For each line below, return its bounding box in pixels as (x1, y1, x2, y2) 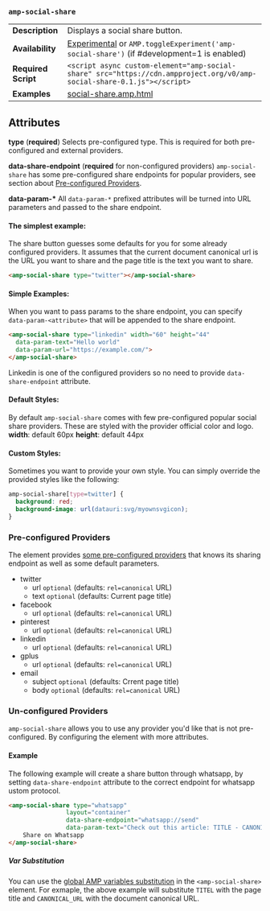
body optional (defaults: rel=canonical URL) (31, 686, 181, 695)
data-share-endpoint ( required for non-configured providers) (8, 161, 215, 171)
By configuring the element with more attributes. (47, 732, 209, 742)
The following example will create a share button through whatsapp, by (8, 769, 243, 778)
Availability (12, 43, 56, 55)
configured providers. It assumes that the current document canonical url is (8, 247, 259, 257)
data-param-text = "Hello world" (15, 338, 121, 347)
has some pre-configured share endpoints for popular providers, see (27, 170, 256, 179)
